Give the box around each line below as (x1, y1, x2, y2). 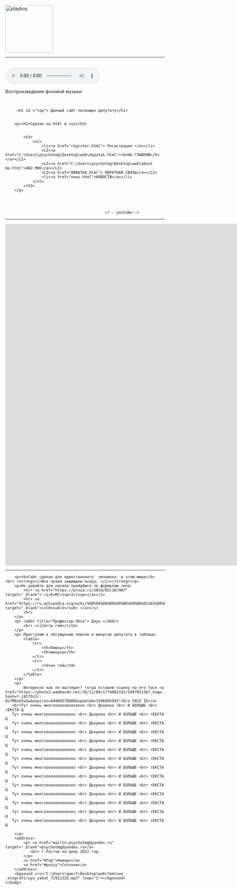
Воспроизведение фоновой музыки (5, 89, 82, 94)
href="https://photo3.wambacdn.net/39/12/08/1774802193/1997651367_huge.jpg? (5, 690, 173, 695)
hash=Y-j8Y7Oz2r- (5, 694, 42, 699)
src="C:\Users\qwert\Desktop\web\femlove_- (34, 871, 128, 876)
